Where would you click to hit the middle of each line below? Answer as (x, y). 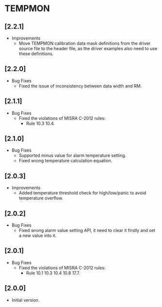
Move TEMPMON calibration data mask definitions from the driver (85, 43)
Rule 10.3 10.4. (40, 123)
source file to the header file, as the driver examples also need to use (88, 48)
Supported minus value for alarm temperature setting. (73, 155)
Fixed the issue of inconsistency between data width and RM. (80, 86)
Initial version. (25, 300)
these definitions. (36, 54)
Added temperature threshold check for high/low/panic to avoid (82, 193)
